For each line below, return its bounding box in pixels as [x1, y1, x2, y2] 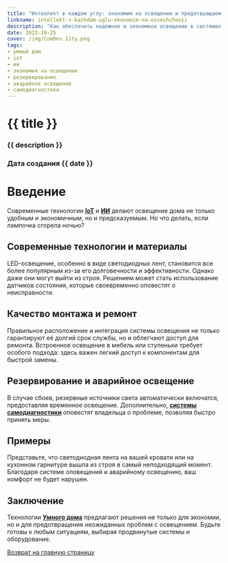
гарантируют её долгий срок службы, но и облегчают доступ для [7, 334, 199, 342]
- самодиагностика [7, 86, 59, 93]
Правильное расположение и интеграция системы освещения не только [7, 326, 220, 334]
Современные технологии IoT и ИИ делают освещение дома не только [7, 207, 215, 215]
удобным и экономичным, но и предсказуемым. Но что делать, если [7, 214, 209, 223]
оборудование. [7, 535, 51, 543]
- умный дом [7, 49, 41, 55]
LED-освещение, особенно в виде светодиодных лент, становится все [7, 259, 214, 267]
